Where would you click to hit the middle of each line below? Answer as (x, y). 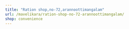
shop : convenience (24, 19)
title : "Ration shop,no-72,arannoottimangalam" (55, 10)
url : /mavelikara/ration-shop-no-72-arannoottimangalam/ (65, 14)
